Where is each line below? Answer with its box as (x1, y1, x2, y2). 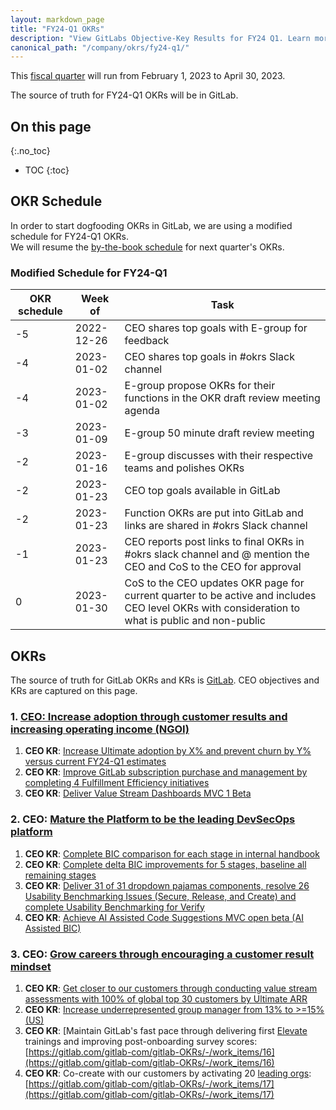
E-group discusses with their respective (124, 449, 314, 463)
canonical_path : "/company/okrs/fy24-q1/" (10, 42, 190, 53)
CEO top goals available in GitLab (124, 484, 281, 498)
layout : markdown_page (10, 14, 105, 25)
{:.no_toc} (10, 145, 51, 157)
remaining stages (24, 869, 97, 881)
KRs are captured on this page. (10, 684, 138, 696)
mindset (10, 959, 52, 973)
